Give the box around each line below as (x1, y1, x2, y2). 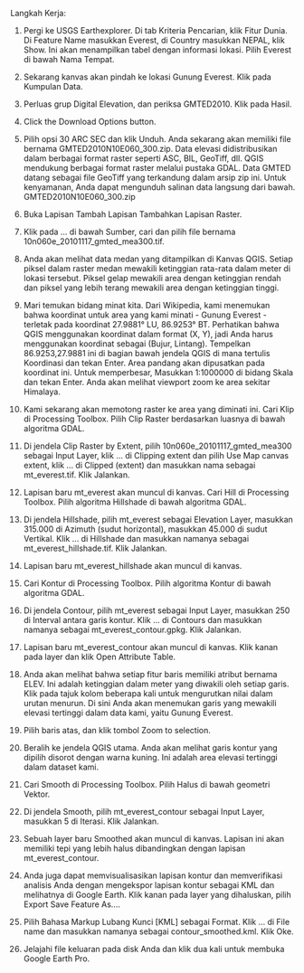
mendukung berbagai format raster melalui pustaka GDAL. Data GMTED (23, 163, 291, 173)
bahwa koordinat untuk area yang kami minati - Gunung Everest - (23, 309, 268, 320)
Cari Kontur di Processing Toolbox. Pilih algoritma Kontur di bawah (23, 578, 271, 589)
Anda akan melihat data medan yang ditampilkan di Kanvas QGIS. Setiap (23, 253, 293, 264)
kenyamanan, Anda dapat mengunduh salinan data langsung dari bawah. (23, 182, 296, 193)
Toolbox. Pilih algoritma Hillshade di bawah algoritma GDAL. (23, 496, 247, 507)
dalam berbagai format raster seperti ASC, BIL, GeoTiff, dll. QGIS (23, 153, 264, 164)
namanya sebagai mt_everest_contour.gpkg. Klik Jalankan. (23, 624, 242, 635)
